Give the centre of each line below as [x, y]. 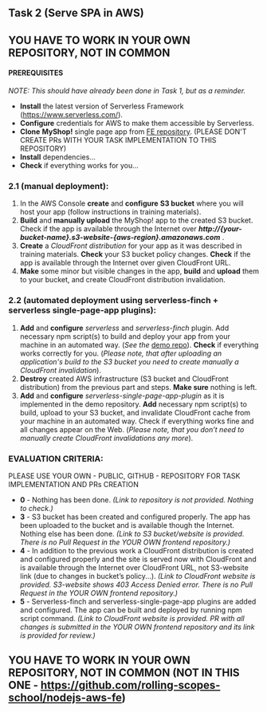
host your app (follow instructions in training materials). [110, 212]
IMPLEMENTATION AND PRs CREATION [74, 484]
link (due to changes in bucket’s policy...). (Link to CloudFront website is [137, 576]
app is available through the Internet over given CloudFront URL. [125, 263]
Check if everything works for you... [79, 165]
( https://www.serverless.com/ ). [71, 114]
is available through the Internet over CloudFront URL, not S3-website [134, 567]
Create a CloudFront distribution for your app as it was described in [131, 246]
